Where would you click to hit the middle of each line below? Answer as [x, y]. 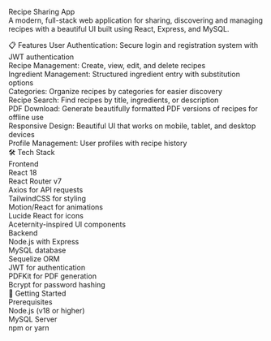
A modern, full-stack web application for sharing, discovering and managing [136, 20]
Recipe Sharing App [42, 12]
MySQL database [37, 250]
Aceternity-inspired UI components [67, 224]
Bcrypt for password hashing [57, 285]
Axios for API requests [46, 190]
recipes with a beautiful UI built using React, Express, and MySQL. [119, 29]
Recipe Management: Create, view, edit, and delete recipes [107, 65]
